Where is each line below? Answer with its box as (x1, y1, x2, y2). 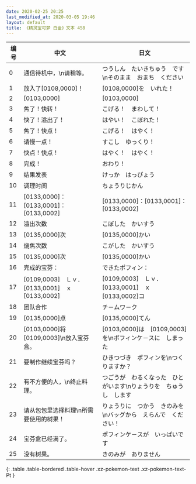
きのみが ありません (101, 450, 161, 458)
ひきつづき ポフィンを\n (101, 353, 172, 362)
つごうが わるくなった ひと (101, 373, 184, 382)
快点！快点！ (23, 149, 59, 157)
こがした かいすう (101, 242, 155, 250)
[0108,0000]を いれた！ (101, 84, 174, 92)
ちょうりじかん (101, 182, 143, 190)
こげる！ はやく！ (101, 127, 155, 135)
